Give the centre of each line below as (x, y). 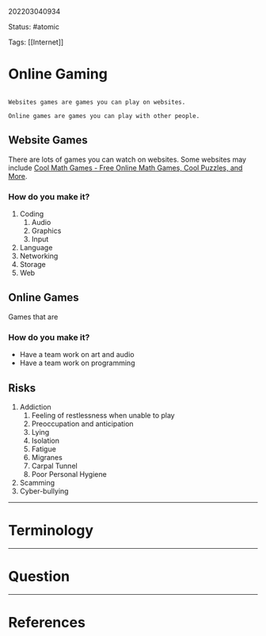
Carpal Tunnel (54, 466)
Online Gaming (58, 74)
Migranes (47, 457)
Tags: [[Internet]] (36, 42)
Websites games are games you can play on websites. (97, 102)
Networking (39, 256)
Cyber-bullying (44, 491)
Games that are (33, 317)
